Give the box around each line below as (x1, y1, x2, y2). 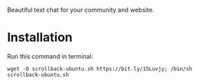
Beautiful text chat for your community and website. (7, 6, 155, 14)
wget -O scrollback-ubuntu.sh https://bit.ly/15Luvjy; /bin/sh (7, 65, 193, 72)
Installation (7, 30, 73, 45)
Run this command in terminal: (7, 52, 94, 60)
